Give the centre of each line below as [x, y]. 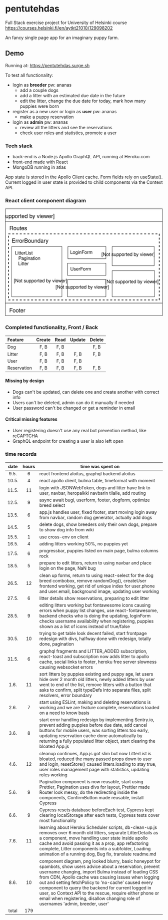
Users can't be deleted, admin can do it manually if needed [73, 402]
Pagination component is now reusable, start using [91, 781]
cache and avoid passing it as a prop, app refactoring [94, 843]
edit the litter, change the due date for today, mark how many [83, 101]
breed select [52, 505]
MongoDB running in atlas [39, 167]
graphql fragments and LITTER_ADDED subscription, [93, 651]
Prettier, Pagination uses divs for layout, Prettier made [94, 787]
